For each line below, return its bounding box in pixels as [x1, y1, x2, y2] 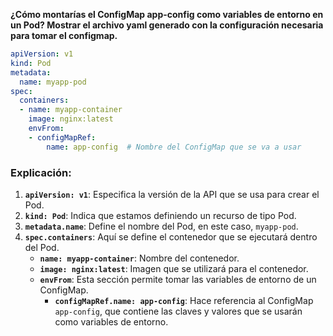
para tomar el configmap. [10, 30, 118, 41]
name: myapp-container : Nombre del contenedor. [39, 252, 240, 264]
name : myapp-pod [19, 77, 87, 87]
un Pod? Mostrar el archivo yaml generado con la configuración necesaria [10, 19, 324, 31]
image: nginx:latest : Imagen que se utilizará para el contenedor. [39, 262, 309, 274]
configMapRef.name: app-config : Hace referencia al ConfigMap [54, 294, 314, 306]
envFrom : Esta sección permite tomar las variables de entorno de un [39, 273, 317, 285]
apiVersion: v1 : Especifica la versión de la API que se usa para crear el [24, 188, 320, 200]
